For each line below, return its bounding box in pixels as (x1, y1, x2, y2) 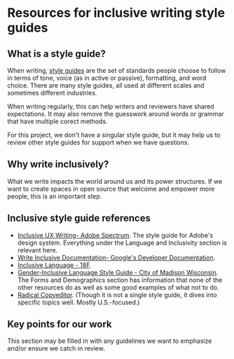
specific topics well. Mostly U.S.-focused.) (17, 298, 140, 306)
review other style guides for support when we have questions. (7, 138, 190, 147)
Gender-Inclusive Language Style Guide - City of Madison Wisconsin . (17, 268, 219, 276)
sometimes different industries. (7, 89, 97, 97)
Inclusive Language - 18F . (17, 261, 92, 269)
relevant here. (17, 245, 58, 254)
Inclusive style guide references (7, 212, 151, 224)
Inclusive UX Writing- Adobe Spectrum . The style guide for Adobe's (17, 231, 214, 239)
